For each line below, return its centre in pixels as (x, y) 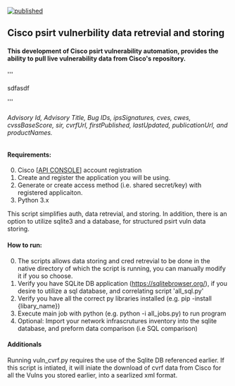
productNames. (30, 133)
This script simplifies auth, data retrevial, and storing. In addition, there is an (117, 214)
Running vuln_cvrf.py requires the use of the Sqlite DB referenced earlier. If (116, 360)
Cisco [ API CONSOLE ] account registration (80, 170)
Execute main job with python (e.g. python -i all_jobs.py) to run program (122, 313)
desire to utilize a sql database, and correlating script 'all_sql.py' (110, 291)
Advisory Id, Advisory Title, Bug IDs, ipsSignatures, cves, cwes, (99, 118)
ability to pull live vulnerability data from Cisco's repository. (97, 58)
